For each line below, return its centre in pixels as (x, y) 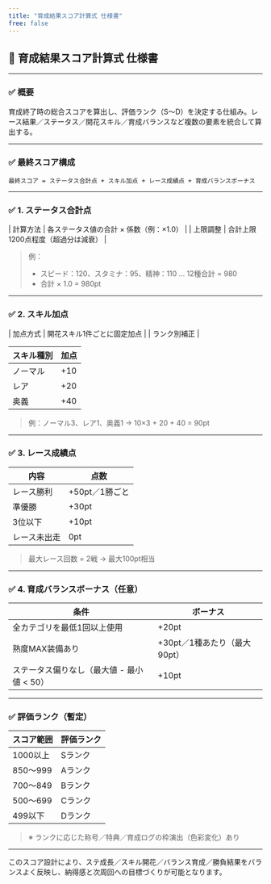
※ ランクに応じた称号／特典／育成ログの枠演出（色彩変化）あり (134, 837)
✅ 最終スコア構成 (42, 162)
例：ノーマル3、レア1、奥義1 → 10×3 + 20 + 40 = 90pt (119, 423)
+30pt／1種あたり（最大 (204, 643)
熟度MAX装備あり (46, 649)
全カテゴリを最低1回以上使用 (68, 628)
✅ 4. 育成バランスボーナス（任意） (75, 589)
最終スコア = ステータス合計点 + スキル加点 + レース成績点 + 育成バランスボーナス (132, 181)
